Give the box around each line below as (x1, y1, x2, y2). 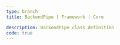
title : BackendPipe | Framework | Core (6, 14, 104, 20)
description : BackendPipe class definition (6, 25, 115, 30)
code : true (6, 30, 33, 36)
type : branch (6, 8, 38, 15)
